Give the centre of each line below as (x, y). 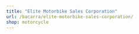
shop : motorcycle (28, 22)
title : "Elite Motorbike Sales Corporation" (62, 11)
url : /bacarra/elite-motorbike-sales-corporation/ (70, 17)
